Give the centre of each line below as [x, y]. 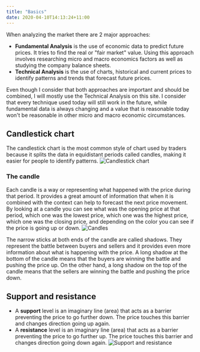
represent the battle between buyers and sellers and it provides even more [98, 246]
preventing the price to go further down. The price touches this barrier [102, 317]
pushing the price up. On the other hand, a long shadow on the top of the [97, 265]
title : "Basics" [26, 12]
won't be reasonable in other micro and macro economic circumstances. [96, 115]
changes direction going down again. [61, 343]
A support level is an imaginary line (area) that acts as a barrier [93, 311]
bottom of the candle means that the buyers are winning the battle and [94, 258]
